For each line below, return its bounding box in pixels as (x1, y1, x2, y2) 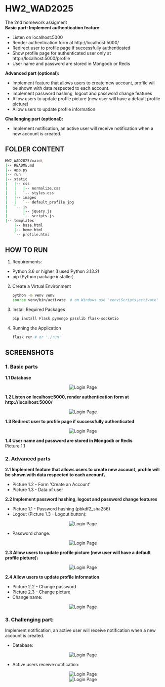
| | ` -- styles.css (5, 190, 54, 195)
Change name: (12, 594, 42, 600)
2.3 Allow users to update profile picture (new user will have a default (5, 549, 151, 556)
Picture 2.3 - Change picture (12, 589, 71, 595)
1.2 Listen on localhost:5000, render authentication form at (5, 394, 129, 400)
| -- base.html (14, 223, 43, 228)
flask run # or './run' (12, 335, 62, 340)
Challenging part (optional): (5, 116, 63, 122)
